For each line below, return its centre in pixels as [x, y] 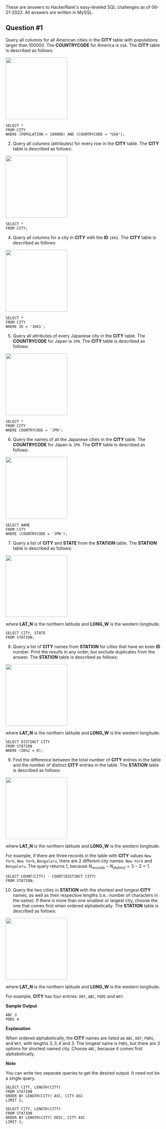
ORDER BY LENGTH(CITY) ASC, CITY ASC [44, 1096]
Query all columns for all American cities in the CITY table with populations [82, 40]
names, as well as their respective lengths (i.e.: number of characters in [85, 895]
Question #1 [24, 28]
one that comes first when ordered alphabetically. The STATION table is [86, 905]
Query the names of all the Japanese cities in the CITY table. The [79, 439]
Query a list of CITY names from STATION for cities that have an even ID [86, 646]
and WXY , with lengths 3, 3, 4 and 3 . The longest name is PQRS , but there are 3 [83, 1043]
